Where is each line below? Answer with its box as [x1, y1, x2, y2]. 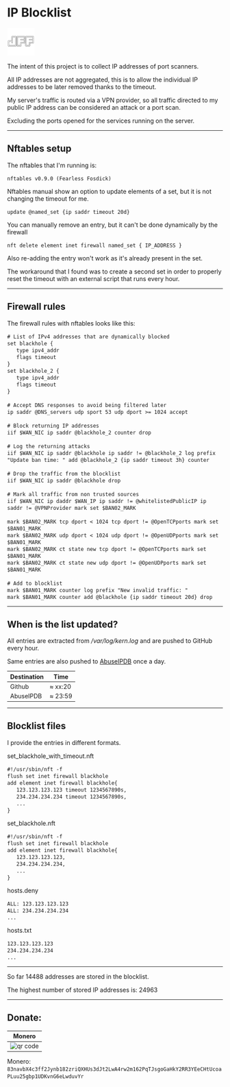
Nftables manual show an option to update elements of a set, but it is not [7, 187, 212, 195]
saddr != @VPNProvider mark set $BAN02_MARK [7, 504, 136, 511]
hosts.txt [7, 926, 32, 934]
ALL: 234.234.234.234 [7, 907, 69, 914]
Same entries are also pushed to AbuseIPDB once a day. [7, 657, 166, 665]
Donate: [7, 1012, 42, 1024]
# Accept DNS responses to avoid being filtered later [7, 402, 167, 408]
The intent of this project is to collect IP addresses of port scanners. [7, 62, 199, 70]
